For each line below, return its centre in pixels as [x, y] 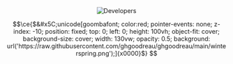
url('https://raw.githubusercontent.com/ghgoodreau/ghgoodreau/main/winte [116, 46]
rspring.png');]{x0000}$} [112, 53]
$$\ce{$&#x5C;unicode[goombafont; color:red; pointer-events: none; [113, 24]
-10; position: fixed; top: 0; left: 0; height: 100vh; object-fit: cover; [126, 31]
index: [22, 31]
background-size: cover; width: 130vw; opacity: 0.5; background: [116, 39]
